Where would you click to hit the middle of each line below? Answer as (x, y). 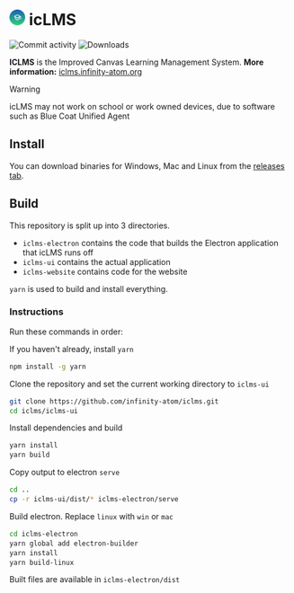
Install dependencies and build (66, 428)
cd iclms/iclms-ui (44, 411)
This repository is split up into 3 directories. (90, 226)
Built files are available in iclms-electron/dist (95, 580)
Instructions (37, 312)
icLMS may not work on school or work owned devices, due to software (143, 106)
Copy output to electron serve (64, 473)
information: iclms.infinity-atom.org (76, 71)
